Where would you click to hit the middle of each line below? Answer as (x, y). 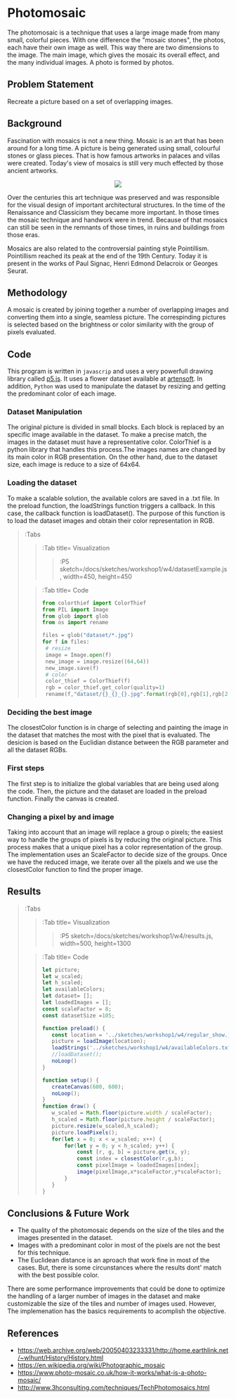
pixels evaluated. (32, 332)
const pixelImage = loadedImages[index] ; (138, 1165)
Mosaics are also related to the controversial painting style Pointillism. (108, 248)
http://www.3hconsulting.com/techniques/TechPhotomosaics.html (113, 1388)
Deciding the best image (50, 712)
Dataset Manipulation (45, 412)
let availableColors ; (73, 989)
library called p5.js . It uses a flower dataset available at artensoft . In (105, 379)
